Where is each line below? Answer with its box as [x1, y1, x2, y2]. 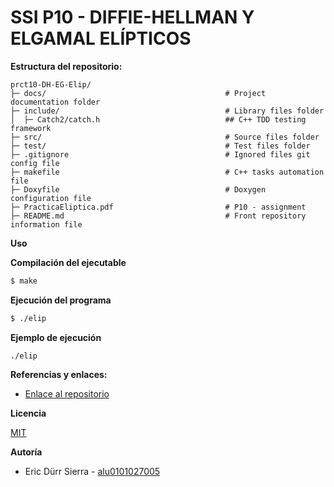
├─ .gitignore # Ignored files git [10, 149, 311, 160]
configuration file [10, 193, 92, 203]
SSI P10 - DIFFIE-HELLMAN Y [10, 6, 255, 29]
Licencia [10, 407, 47, 419]
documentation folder [10, 97, 101, 107]
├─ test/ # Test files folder [10, 141, 311, 151]
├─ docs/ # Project [10, 88, 267, 98]
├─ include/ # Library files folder [10, 106, 325, 116]
